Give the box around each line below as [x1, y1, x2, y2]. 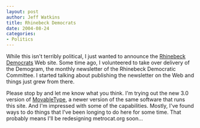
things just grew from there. [6, 78, 75, 85]
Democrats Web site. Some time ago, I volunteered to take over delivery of [6, 59, 190, 66]
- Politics [6, 36, 34, 42]
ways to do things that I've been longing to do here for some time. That [6, 108, 181, 115]
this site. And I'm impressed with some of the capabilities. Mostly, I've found [6, 102, 195, 109]
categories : [6, 31, 36, 37]
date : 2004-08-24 [6, 25, 50, 32]
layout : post [6, 8, 39, 15]
